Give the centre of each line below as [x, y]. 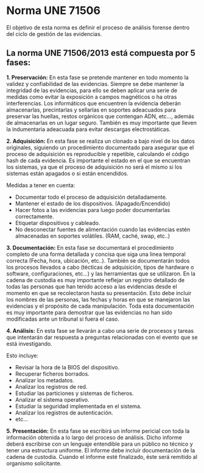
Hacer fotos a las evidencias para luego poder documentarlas [93, 210]
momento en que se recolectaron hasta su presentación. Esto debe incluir [99, 293]
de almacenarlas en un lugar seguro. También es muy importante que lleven [101, 123]
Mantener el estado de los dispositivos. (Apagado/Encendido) [93, 203]
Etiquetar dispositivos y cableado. [58, 222]
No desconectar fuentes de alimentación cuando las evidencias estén [103, 229]
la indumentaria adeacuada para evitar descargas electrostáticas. [89, 129]
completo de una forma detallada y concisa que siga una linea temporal [96, 254]
